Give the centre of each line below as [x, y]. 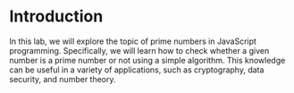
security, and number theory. [63, 79]
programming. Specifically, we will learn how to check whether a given [139, 50]
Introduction [56, 17]
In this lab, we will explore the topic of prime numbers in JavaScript [133, 41]
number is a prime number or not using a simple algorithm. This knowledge [147, 60]
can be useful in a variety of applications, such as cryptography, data [137, 70]
